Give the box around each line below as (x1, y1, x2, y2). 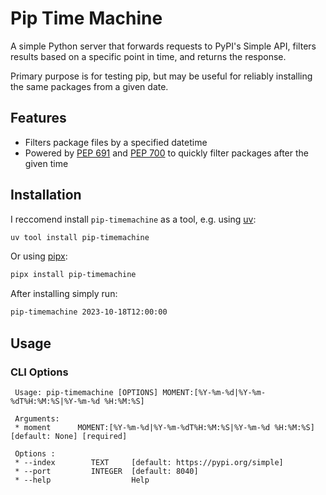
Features (10, 110, 67, 127)
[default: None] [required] (10, 431, 128, 441)
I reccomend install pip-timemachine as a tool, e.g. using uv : (10, 213, 257, 225)
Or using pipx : (10, 250, 68, 262)
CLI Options (10, 365, 69, 379)
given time (24, 157, 69, 169)
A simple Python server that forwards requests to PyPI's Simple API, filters (10, 40, 317, 52)
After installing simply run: (10, 288, 118, 300)
